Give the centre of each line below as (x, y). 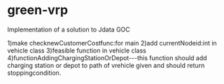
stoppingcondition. (34, 73)
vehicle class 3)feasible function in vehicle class (77, 50)
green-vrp (38, 10)
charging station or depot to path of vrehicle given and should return (106, 65)
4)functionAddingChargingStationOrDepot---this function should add (107, 57)
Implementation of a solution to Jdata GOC (69, 29)
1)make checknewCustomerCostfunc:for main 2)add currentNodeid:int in (112, 43)
